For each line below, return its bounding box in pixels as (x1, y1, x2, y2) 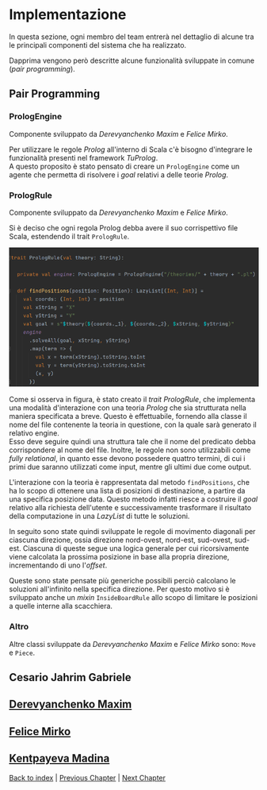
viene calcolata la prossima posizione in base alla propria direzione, (9, 552, 230, 562)
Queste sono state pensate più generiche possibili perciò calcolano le (9, 576, 236, 586)
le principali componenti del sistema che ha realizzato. (9, 40, 187, 49)
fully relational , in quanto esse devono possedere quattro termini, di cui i (9, 454, 246, 463)
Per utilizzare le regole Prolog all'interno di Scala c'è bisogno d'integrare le (9, 145, 253, 154)
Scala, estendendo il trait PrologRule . (9, 231, 130, 241)
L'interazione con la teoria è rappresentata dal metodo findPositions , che (9, 478, 250, 487)
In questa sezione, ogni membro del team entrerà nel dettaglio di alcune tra (9, 32, 254, 41)
